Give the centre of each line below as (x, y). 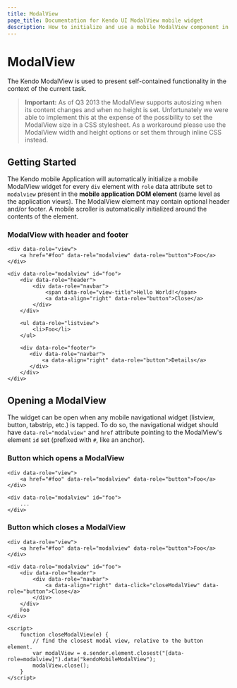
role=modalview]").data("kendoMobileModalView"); (82, 659)
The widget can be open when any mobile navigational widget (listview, (111, 417)
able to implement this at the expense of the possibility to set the (119, 118)
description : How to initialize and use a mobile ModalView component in (118, 27)
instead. (36, 140)
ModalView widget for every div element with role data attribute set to (110, 187)
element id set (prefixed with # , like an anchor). (76, 440)
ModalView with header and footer (68, 235)
